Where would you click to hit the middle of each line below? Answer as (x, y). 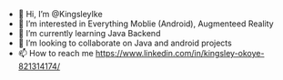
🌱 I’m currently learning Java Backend (89, 33)
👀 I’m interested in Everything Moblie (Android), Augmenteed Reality (146, 24)
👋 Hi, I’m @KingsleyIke (60, 14)
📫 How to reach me (56, 53)
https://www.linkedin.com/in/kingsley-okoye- (180, 53)
